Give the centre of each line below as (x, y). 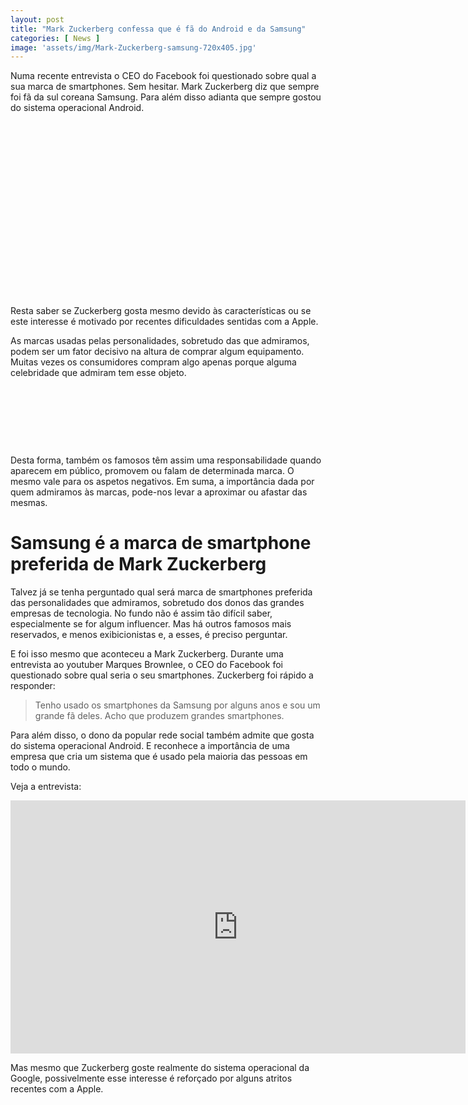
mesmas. (29, 503)
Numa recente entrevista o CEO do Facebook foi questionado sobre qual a (163, 76)
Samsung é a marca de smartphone (161, 543)
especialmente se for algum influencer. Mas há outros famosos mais (151, 624)
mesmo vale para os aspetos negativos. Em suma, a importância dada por (162, 482)
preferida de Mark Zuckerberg (138, 564)
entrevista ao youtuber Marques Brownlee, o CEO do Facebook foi (146, 665)
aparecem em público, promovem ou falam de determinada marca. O (152, 471)
